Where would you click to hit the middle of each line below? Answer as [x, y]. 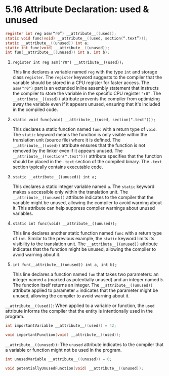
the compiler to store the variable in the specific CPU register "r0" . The [87, 93]
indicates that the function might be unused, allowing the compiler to [84, 249]
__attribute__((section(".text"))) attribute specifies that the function [87, 156]
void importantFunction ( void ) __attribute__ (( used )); [63, 335]
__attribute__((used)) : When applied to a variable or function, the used [80, 306]
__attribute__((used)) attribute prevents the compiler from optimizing [86, 99]
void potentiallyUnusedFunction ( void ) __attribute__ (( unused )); [74, 368]
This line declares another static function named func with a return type [87, 233]
